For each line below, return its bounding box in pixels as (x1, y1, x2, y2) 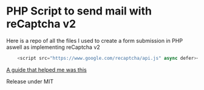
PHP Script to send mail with (6, 4, 152, 18)
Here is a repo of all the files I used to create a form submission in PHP (6, 37, 183, 44)
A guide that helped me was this (6, 66, 87, 73)
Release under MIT (6, 77, 53, 85)
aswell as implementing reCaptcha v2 (6, 43, 100, 51)
